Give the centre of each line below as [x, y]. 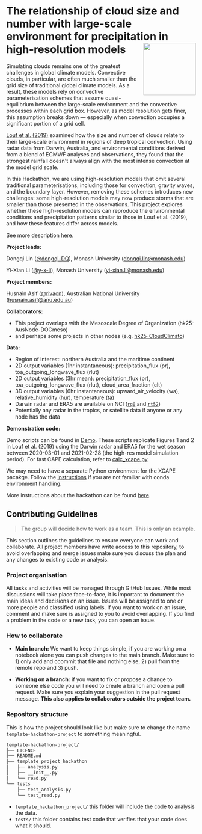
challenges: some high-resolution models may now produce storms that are [100, 198]
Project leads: [24, 247]
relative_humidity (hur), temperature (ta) [65, 397]
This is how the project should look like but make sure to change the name [98, 727]
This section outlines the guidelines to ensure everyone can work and [92, 540]
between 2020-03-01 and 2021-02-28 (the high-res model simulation [92, 453]
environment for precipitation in [87, 37]
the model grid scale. [32, 167]
